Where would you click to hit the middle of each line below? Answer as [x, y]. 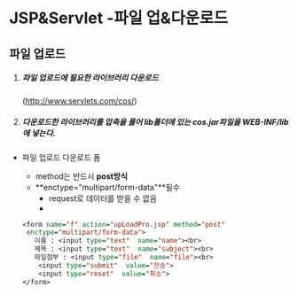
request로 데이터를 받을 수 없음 [103, 198]
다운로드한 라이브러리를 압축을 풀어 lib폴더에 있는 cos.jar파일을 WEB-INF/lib [155, 122]
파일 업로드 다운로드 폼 [61, 157]
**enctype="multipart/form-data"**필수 [107, 187]
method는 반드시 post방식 [82, 176]
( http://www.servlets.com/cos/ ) [79, 101]
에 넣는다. [39, 133]
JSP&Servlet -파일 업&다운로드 [119, 18]
